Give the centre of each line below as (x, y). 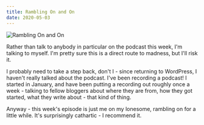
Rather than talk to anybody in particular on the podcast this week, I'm (94, 47)
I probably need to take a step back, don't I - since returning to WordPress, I (102, 71)
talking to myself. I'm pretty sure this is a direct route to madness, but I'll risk (102, 53)
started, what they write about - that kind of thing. (69, 97)
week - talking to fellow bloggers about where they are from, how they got (100, 90)
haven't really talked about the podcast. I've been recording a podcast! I (97, 78)
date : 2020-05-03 (28, 18)
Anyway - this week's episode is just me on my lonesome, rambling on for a (101, 109)
